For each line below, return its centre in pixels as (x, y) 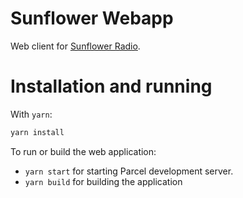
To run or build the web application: (83, 151)
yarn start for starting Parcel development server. (129, 171)
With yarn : (31, 114)
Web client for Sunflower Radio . (75, 46)
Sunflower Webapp (92, 18)
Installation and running (111, 86)
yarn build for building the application (103, 181)
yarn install (37, 132)
